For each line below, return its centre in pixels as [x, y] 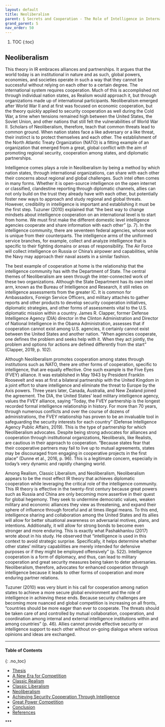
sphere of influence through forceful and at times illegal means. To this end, [82, 510]
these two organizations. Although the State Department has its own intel [79, 281]
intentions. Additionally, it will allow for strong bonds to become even [75, 525]
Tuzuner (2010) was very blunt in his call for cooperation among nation [77, 587]
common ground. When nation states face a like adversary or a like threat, [80, 132]
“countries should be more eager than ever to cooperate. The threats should [82, 608]
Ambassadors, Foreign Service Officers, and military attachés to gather [77, 297]
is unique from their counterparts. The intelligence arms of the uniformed [79, 235]
